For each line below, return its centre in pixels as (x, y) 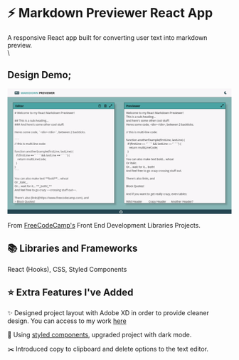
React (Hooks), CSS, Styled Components (67, 269)
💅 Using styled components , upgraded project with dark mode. (100, 335)
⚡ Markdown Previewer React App (110, 13)
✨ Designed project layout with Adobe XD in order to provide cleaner (108, 313)
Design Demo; (39, 75)
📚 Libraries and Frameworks (73, 249)
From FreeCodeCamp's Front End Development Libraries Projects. (104, 225)
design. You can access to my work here (67, 321)
